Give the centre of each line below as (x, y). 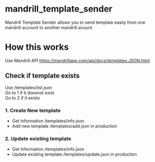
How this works (37, 47)
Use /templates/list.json (29, 87)
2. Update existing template (38, 138)
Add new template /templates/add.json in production (64, 126)
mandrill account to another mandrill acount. (49, 27)
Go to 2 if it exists (23, 97)
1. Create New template (33, 110)
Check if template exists (42, 76)
